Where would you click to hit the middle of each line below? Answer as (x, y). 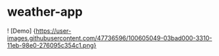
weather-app (45, 12)
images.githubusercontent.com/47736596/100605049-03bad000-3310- (109, 38)
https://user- (54, 31)
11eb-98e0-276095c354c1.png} (52, 45)
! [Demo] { (22, 31)
